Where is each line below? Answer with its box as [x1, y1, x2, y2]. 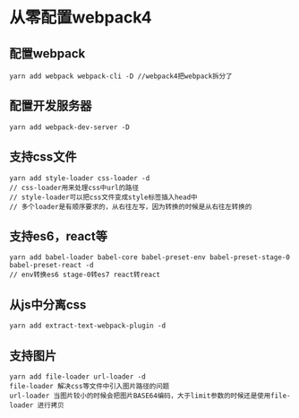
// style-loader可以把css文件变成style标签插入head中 [9, 193, 198, 202]
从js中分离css [9, 297, 87, 312]
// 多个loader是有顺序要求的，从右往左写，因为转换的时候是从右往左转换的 [9, 202, 252, 211]
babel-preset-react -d [9, 261, 94, 270]
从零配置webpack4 [9, 7, 152, 28]
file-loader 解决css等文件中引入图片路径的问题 [9, 382, 170, 391]
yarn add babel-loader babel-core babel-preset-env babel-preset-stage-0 [9, 253, 291, 262]
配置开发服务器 [9, 99, 92, 114]
